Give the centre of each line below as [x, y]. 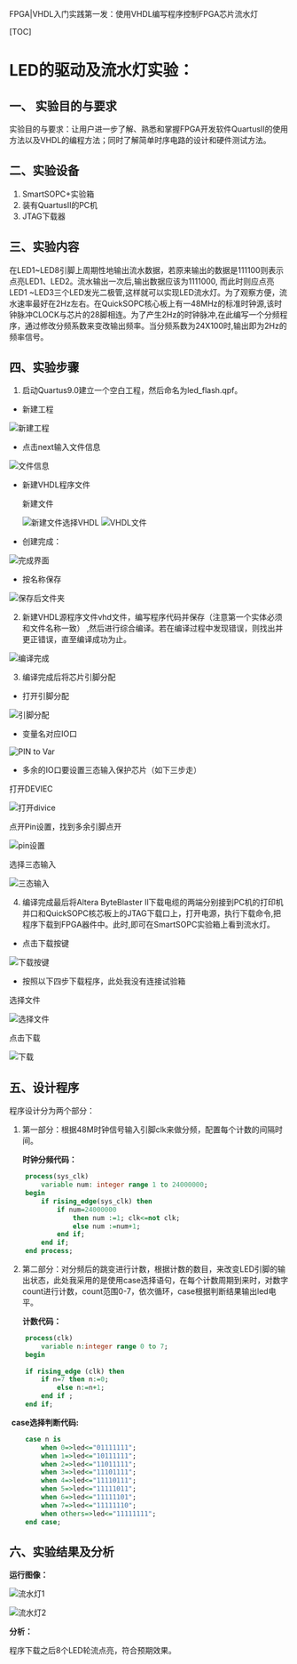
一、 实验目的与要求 [63, 106]
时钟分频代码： [49, 1160]
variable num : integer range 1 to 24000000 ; [125, 1185]
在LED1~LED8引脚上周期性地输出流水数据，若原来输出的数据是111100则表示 [146, 269]
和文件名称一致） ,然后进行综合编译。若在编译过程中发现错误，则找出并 [152, 628]
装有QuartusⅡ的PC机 [60, 205]
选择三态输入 [32, 864]
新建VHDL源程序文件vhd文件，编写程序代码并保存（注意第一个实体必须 [152, 617]
